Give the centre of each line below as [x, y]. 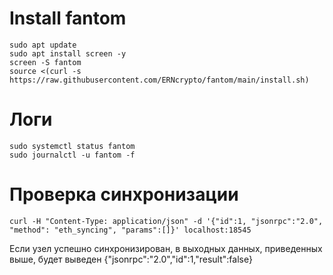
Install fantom [68, 18]
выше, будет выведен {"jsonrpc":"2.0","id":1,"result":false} [131, 259]
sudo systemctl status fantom [72, 146]
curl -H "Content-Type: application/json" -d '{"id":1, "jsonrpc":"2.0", [166, 221]
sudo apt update [43, 45]
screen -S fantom [45, 62]
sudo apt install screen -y [68, 53]
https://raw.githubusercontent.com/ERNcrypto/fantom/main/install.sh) [159, 80]
